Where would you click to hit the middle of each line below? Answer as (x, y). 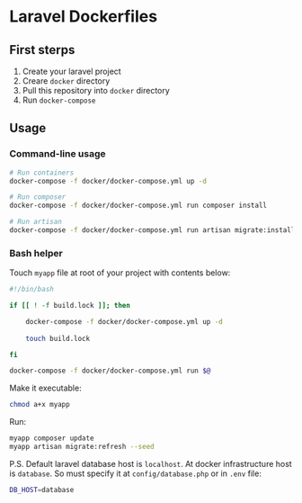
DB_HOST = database (42, 490)
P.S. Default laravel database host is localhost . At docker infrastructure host (151, 463)
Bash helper (36, 253)
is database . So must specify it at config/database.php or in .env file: (136, 473)
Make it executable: (46, 388)
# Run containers (42, 173)
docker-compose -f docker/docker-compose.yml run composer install (138, 206)
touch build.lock (58, 338)
